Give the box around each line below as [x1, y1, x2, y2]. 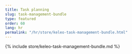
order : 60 [5, 21, 25, 26]
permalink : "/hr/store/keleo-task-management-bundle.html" [5, 30, 128, 35]
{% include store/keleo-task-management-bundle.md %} [5, 44, 120, 49]
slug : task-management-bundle [5, 12, 67, 17]
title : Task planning [5, 7, 49, 12]
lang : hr [5, 26, 23, 30]
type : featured [5, 16, 36, 21]
